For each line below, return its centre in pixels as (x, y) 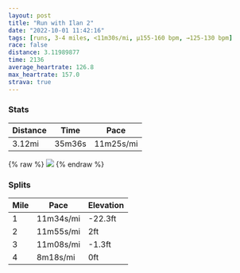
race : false (28, 45)
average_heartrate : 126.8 (51, 67)
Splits (19, 185)
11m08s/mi (59, 244)
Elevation (106, 206)
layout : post (30, 15)
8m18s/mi (56, 257)
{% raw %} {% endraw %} (56, 164)
